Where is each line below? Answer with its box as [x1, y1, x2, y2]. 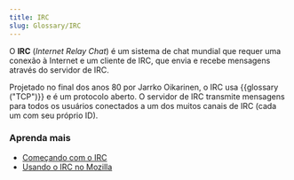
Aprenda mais [9, 132, 71, 145]
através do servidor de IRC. [9, 64, 109, 75]
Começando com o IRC [21, 152, 107, 162]
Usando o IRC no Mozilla [21, 161, 113, 172]
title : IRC [9, 12, 50, 22]
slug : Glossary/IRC [9, 21, 82, 30]
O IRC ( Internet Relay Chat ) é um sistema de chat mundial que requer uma [9, 45, 282, 56]
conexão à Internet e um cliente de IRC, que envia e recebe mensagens [9, 55, 271, 66]
